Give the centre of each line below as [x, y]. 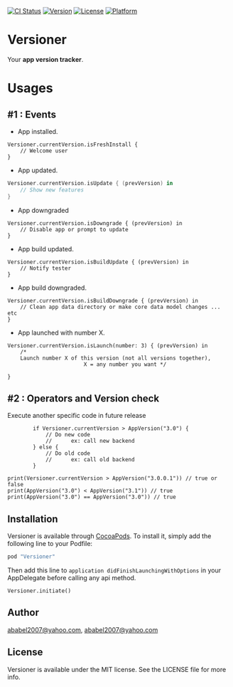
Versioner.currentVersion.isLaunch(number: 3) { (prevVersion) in [108, 345]
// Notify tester [46, 268]
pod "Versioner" [31, 557]
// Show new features [52, 190]
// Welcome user [44, 151]
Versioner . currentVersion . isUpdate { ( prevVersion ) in [90, 183]
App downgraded [43, 210]
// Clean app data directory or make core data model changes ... [120, 307]
